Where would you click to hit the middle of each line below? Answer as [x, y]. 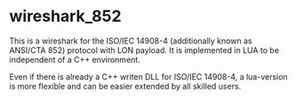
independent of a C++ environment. [75, 59]
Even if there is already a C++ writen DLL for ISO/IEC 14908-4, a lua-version [148, 76]
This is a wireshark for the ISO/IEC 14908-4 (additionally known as [131, 41]
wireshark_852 [65, 16]
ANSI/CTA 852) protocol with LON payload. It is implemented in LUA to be [144, 50]
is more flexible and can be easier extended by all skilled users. [125, 86]
